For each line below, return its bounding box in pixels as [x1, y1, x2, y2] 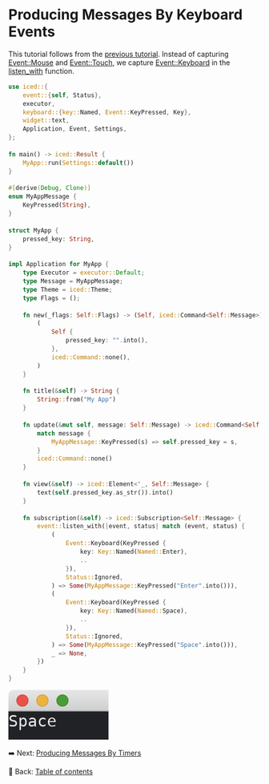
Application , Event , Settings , [22, 125, 127, 133]
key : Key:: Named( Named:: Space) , [79, 607, 188, 615]
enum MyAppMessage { [8, 192, 78, 201]
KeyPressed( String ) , [22, 201, 91, 209]
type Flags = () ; [22, 294, 81, 302]
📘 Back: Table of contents [8, 767, 94, 777]
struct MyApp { [8, 226, 59, 234]
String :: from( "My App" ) [37, 395, 116, 404]
